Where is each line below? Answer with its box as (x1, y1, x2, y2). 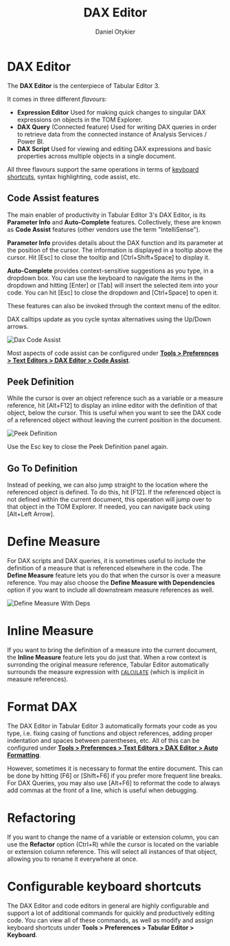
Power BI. (16, 137, 45, 146)
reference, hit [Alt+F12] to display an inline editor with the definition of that (7, 402, 218, 410)
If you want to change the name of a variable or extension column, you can (7, 833, 219, 841)
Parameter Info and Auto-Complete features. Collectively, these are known (7, 218, 222, 226)
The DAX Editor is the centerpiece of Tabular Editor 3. (7, 81, 160, 90)
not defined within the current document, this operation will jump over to (7, 496, 212, 504)
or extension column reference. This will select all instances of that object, (7, 847, 218, 855)
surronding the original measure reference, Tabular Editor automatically (7, 660, 209, 669)
